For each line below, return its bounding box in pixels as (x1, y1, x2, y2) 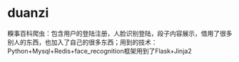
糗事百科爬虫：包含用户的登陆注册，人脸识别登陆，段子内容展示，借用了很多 (7, 29, 233, 37)
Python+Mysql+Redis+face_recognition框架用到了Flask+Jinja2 (7, 46, 192, 55)
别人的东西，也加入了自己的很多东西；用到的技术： (7, 37, 158, 46)
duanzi (7, 5, 49, 21)
